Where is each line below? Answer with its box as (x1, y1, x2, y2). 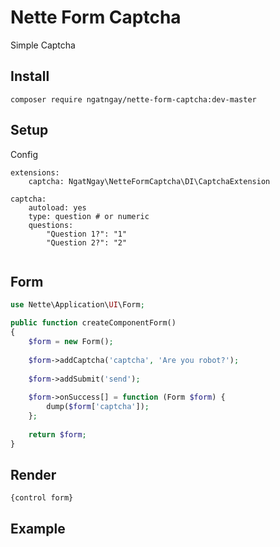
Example (10, 520, 66, 537)
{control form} (10, 493, 74, 503)
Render (10, 466, 57, 483)
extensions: (10, 167, 60, 178)
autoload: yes (28, 202, 87, 213)
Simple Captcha (10, 39, 76, 51)
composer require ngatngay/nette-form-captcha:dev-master (10, 94, 257, 105)
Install (10, 68, 50, 85)
